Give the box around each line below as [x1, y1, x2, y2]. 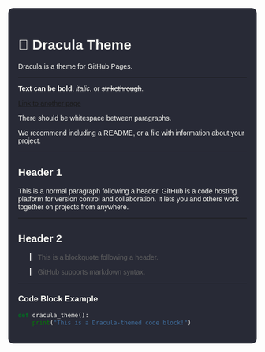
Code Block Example [18, 294, 99, 304]
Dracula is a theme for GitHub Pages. [18, 62, 132, 70]
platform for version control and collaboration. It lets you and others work [18, 194, 239, 204]
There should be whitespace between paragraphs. [18, 114, 172, 122]
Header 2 [18, 232, 62, 245]
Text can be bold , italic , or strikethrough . [18, 84, 144, 93]
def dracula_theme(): [18, 311, 89, 319]
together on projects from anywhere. [18, 202, 129, 212]
